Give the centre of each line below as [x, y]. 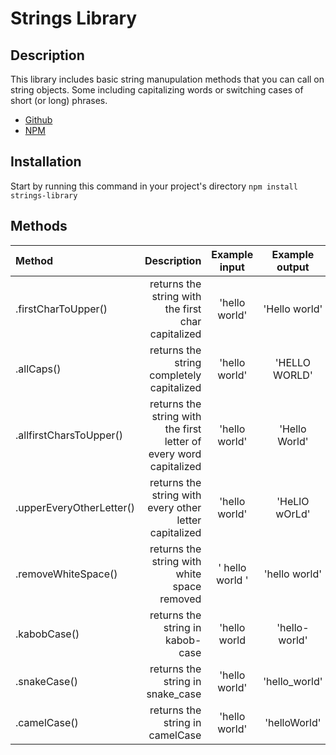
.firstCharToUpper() [61, 309]
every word [175, 454]
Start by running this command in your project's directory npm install [154, 186]
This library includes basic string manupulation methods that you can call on [167, 79]
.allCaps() [38, 369]
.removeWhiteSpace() [66, 574]
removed [180, 599]
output [293, 267]
